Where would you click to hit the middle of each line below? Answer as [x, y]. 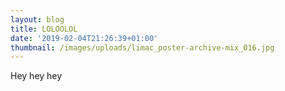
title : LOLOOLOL [44, 29]
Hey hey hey [36, 76]
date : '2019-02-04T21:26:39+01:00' [84, 38]
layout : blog [37, 19]
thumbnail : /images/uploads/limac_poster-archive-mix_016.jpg [142, 47]
